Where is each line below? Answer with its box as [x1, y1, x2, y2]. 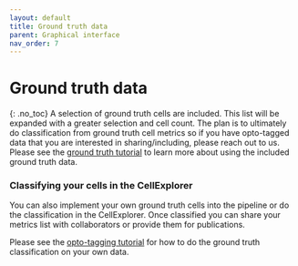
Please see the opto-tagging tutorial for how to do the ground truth [9, 237, 261, 248]
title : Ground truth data [9, 22, 108, 31]
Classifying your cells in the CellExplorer [9, 179, 193, 192]
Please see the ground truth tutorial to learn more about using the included [9, 147, 290, 158]
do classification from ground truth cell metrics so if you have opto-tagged [9, 128, 290, 138]
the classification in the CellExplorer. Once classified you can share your [9, 210, 281, 220]
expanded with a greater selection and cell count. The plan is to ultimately [9, 118, 287, 128]
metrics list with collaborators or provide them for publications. [9, 220, 246, 230]
